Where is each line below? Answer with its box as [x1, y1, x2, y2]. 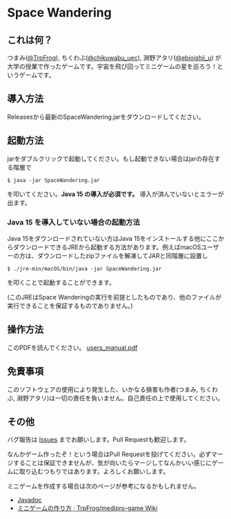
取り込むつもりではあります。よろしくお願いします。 [19, 467, 170, 476]
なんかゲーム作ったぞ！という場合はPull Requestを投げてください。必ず [7, 450, 212, 458]
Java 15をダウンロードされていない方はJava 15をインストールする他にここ [7, 234, 219, 242]
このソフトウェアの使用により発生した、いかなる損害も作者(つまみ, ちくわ [7, 385, 219, 393]
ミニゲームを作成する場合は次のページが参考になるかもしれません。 [7, 482, 200, 491]
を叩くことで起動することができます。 [7, 278, 116, 286]
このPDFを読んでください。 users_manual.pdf [7, 343, 138, 351]
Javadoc [17, 496, 43, 505]
